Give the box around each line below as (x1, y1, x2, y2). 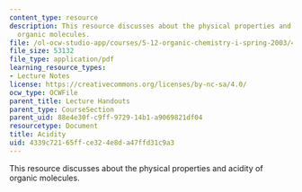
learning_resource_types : (9, 64, 106, 73)
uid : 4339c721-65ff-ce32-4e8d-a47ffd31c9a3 (9, 138, 175, 147)
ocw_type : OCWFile (9, 88, 78, 97)
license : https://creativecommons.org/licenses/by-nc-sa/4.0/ (9, 80, 247, 89)
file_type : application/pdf (9, 55, 115, 64)
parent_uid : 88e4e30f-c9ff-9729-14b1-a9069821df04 (9, 113, 203, 122)
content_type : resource (9, 13, 99, 22)
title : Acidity (9, 130, 67, 139)
